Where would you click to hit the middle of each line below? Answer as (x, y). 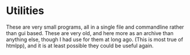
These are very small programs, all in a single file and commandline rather (95, 27)
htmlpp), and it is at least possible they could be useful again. (80, 46)
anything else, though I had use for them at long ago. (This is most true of (95, 39)
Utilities (25, 11)
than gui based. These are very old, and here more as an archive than (90, 33)
